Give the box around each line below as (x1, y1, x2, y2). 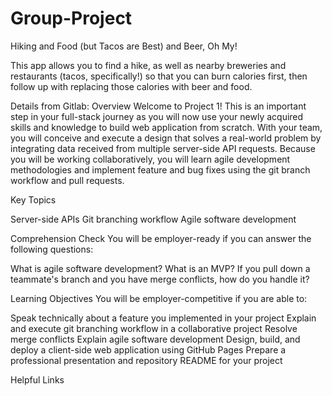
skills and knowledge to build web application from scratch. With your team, (10, 121, 323, 133)
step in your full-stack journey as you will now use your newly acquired (10, 110, 304, 122)
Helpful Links (10, 373, 65, 386)
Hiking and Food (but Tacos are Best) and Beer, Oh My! (10, 40, 238, 52)
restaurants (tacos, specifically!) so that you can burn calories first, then (10, 70, 308, 82)
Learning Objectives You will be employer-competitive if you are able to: (10, 292, 308, 304)
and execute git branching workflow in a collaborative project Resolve (10, 322, 298, 334)
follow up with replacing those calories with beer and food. (10, 80, 253, 92)
